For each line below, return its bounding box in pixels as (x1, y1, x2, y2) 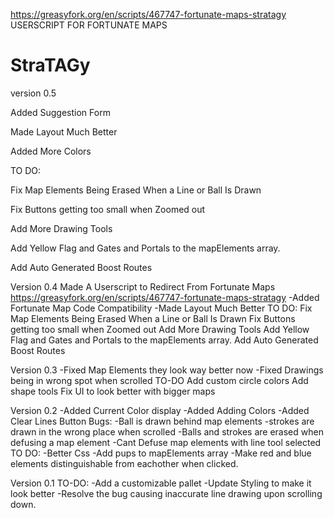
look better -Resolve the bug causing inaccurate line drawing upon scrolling (10, 487, 323, 499)
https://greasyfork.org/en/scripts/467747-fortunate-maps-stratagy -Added (10, 291, 320, 303)
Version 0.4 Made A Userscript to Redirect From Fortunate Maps (10, 280, 276, 293)
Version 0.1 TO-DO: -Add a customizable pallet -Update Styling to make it (10, 477, 312, 489)
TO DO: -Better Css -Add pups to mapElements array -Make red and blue (10, 447, 312, 459)
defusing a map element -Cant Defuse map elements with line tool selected (10, 436, 322, 448)
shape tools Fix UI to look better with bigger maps (10, 385, 216, 397)
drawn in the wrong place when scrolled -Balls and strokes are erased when (10, 425, 324, 438)
